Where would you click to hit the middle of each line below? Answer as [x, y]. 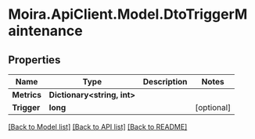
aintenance [46, 31]
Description [165, 82]
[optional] [213, 107]
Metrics [27, 95]
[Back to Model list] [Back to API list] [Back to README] [98, 127]
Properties [34, 60]
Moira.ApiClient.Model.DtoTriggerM [128, 14]
